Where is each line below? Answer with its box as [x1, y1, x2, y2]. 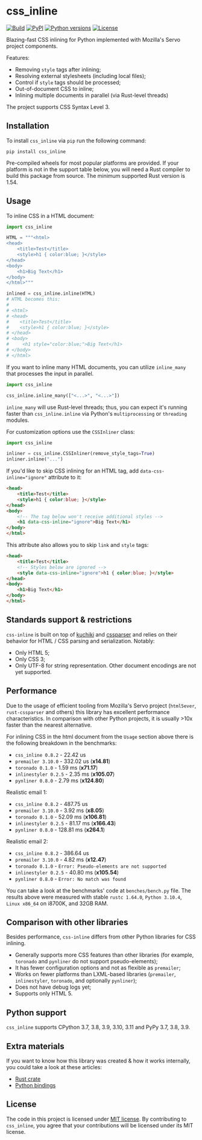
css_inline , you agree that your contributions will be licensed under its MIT [6, 1121, 194, 1129]
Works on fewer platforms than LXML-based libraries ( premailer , [14, 971, 176, 978]
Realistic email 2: [6, 837, 48, 845]
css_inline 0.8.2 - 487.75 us [14, 800, 89, 807]
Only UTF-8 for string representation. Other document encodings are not [14, 661, 197, 669]
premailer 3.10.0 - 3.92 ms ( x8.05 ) [14, 807, 104, 814]
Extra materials [6, 1041, 65, 1051]
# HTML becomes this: [6, 296, 61, 303]
